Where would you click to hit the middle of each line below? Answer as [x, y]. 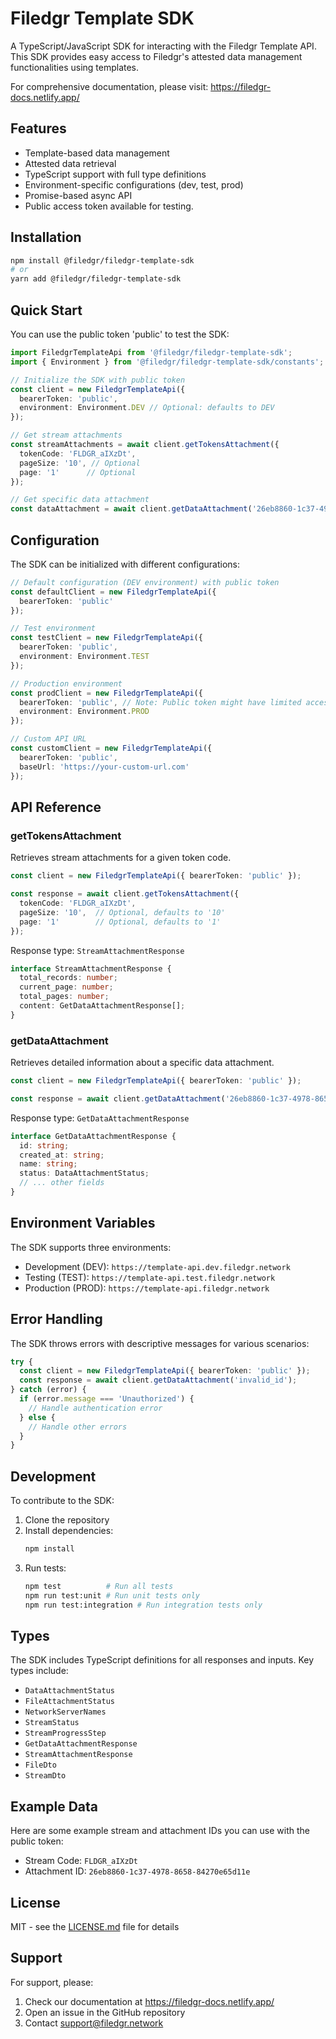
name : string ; [48, 1164]
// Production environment [66, 683]
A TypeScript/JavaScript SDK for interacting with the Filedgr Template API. [163, 46]
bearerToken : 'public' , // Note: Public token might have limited [160, 702]
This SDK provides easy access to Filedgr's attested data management [156, 56]
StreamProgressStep [65, 1733]
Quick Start [46, 310]
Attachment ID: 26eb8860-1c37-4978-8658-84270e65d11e [137, 1871]
